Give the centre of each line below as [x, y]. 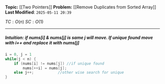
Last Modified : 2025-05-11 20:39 [38, 12]
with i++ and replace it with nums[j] [42, 42]
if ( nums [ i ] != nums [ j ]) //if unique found [59, 63]
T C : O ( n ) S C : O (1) [24, 22]
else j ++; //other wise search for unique [69, 73]
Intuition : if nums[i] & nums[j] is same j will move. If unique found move [79, 37]
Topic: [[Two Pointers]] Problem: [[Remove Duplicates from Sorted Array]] [81, 7]
